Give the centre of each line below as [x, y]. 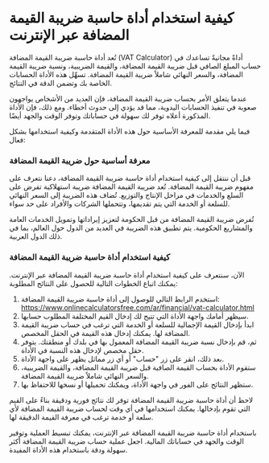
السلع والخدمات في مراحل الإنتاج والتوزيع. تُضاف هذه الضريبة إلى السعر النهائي [126, 195]
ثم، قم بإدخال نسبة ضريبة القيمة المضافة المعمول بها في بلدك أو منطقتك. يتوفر [139, 342]
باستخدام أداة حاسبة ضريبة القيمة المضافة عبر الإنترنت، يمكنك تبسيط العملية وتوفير [133, 432]
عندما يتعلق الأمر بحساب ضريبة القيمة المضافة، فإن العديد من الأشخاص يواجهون [128, 98]
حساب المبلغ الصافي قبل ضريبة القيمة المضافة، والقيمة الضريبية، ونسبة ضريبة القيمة [135, 66]
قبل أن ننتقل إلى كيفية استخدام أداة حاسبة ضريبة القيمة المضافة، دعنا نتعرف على [130, 178]
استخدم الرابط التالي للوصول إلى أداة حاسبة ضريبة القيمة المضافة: [120, 299]
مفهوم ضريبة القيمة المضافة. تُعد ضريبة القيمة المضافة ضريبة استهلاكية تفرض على [132, 186]
